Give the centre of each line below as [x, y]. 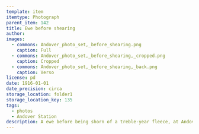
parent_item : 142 [28, 23]
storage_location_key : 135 [39, 100]
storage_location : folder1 [39, 94]
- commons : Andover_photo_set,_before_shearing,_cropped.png [89, 56]
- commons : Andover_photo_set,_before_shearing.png [77, 45]
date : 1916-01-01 [28, 84]
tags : [13, 105]
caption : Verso [36, 72]
